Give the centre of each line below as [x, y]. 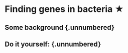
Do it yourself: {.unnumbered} [53, 44]
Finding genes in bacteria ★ [64, 9]
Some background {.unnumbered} [60, 27]
